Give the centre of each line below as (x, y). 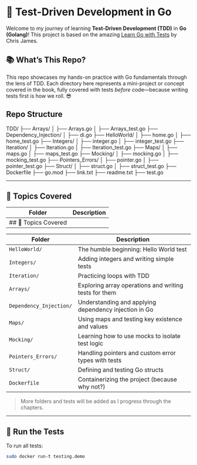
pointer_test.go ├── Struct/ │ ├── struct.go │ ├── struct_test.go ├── (91, 166)
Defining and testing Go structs (121, 370)
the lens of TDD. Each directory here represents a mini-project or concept (95, 83)
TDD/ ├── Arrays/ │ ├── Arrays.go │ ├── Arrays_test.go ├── (82, 128)
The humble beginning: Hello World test (132, 249)
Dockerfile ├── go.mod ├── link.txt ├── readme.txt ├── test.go (85, 172)
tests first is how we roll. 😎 (39, 96)
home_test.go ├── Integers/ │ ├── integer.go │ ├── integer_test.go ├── (95, 141)
